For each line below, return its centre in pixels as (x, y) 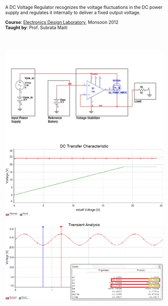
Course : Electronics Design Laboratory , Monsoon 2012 (62, 22)
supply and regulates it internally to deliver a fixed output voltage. (73, 12)
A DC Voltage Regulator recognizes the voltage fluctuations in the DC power (84, 7)
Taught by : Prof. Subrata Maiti (36, 27)
